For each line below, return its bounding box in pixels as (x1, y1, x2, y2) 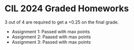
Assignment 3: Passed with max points (11, 39, 91, 45)
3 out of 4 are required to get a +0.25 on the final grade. (4, 19, 119, 25)
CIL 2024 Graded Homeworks (4, 3, 129, 14)
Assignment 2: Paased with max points (11, 34, 91, 40)
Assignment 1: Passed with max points (11, 28, 90, 34)
